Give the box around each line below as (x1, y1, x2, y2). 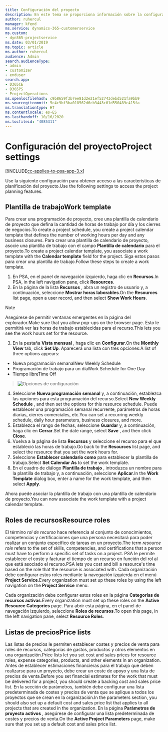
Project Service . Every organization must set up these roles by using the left (5, 577, 161, 583)
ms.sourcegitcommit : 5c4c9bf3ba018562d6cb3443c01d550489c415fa (5, 101, 140, 106)
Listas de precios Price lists (5, 628, 91, 636)
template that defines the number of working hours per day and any (5, 232, 145, 238)
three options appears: (12, 351, 59, 357)
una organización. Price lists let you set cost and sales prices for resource (5, 652, 156, 658)
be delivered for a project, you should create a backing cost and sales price (5, 678, 161, 684)
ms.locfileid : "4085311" (5, 119, 57, 124)
